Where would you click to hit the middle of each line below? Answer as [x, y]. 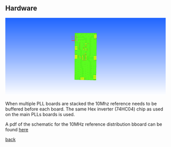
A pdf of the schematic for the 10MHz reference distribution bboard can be [84, 124]
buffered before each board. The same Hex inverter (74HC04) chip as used [84, 109]
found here [17, 130]
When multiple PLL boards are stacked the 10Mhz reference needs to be [81, 104]
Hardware [21, 8]
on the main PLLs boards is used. [40, 115]
